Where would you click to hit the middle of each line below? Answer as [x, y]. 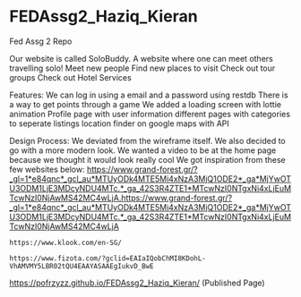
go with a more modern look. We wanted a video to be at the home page [143, 150]
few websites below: [47, 169]
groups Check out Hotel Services [70, 77]
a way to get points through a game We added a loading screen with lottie [146, 104]
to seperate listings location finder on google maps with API [120, 123]
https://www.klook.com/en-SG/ [66, 242]
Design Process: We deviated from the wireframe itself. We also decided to [148, 140]
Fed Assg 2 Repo [41, 41]
